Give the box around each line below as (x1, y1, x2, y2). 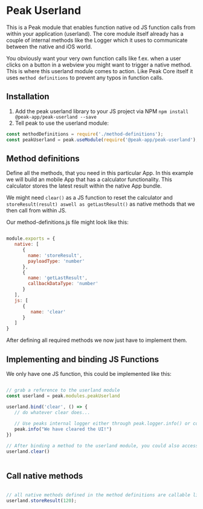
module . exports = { (6, 235, 56, 242)
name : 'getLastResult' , (28, 275, 88, 281)
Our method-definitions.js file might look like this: (6, 218, 129, 226)
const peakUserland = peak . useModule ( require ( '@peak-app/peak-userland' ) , (6, 137, 199, 143)
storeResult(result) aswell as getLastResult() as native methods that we (6, 200, 195, 208)
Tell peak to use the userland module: (14, 119, 109, 126)
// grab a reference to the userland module (6, 387, 120, 393)
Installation (6, 91, 50, 102)
